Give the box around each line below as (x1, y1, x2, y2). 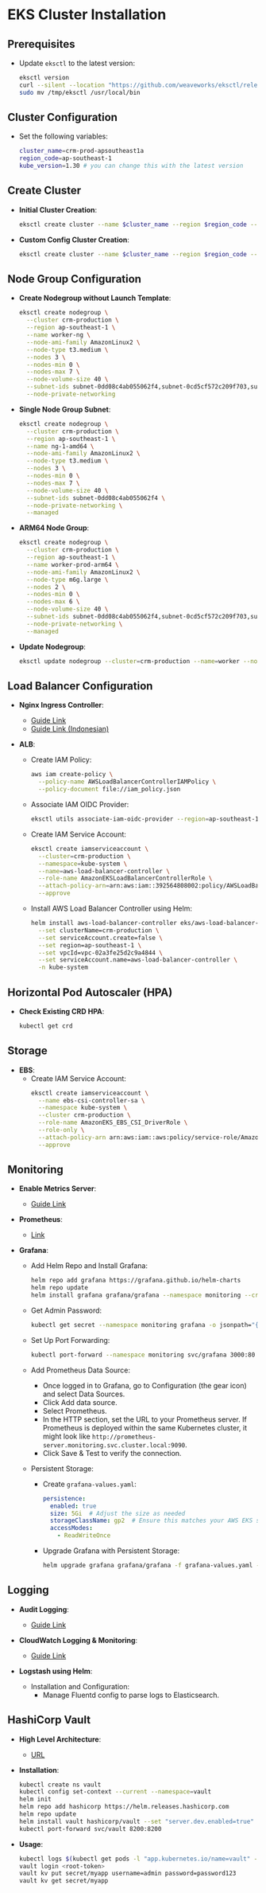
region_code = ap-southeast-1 (18, 154, 112, 162)
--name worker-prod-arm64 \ (26, 560, 120, 568)
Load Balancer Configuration (7, 679, 153, 693)
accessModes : (49, 1524, 93, 1532)
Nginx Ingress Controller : (18, 701, 104, 710)
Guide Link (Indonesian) (30, 724, 110, 734)
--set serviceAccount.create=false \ (37, 934, 164, 942)
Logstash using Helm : (18, 1666, 93, 1676)
